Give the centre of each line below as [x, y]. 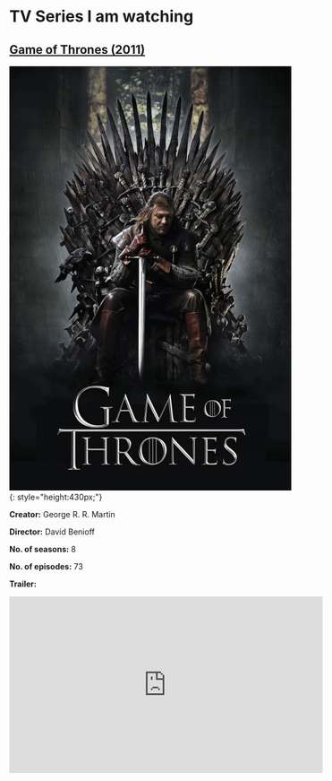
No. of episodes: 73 [46, 566]
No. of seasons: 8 [43, 549]
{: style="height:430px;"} [56, 497]
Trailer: [23, 584]
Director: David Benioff [52, 532]
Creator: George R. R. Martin [63, 514]
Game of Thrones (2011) [77, 50]
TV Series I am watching [102, 17]
